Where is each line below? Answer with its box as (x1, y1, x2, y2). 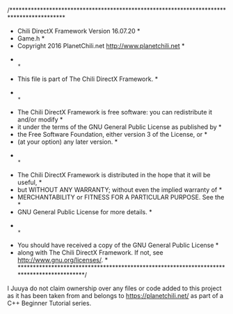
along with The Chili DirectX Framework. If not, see (17, 248, 163, 257)
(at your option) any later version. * (17, 137, 118, 146)
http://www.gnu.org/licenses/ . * (17, 256, 109, 264)
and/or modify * (17, 115, 63, 124)
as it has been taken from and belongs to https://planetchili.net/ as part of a (7, 292, 224, 299)
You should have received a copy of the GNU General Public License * (17, 241, 219, 249)
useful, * (17, 178, 42, 186)
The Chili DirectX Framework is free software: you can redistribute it (17, 108, 213, 116)
